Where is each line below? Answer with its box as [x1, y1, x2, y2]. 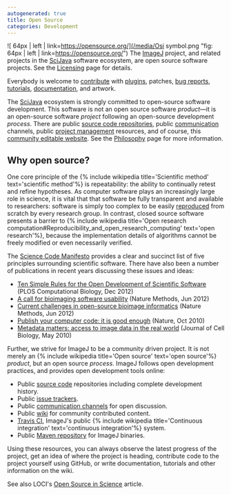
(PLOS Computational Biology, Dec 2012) [17, 287, 134, 296]
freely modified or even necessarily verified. [7, 239, 133, 247]
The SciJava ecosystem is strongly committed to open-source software [7, 98, 210, 106]
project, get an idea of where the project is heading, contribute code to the [7, 452, 219, 461]
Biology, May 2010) [17, 332, 72, 340]
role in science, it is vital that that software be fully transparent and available [7, 194, 224, 203]
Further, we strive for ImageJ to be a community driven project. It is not [7, 345, 210, 353]
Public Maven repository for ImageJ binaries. [17, 432, 145, 440]
